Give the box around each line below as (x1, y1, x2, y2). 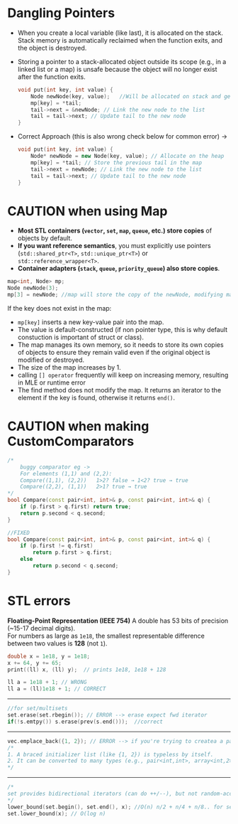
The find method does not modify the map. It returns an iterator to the (17, 386, 222, 394)
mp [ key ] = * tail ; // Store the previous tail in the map (30, 159, 203, 166)
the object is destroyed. (17, 43, 87, 52)
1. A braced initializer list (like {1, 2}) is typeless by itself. (7, 751, 214, 758)
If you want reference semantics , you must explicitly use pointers (17, 242, 211, 250)
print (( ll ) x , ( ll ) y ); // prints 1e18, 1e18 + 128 (7, 666, 166, 673)
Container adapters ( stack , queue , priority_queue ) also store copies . (17, 264, 220, 273)
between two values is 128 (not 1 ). (7, 638, 108, 648)
